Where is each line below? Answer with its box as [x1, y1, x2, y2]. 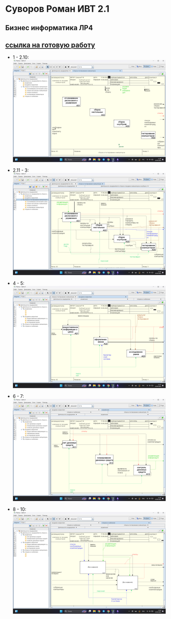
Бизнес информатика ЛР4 [5, 23, 93, 32]
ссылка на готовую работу [5, 40, 95, 49]
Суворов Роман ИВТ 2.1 [5, 3, 109, 15]
